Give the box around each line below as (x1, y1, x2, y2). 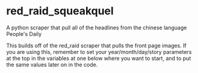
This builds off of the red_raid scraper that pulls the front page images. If (6, 42, 187, 49)
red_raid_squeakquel (6, 4, 114, 18)
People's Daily (6, 30, 42, 37)
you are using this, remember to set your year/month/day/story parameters (6, 48, 192, 55)
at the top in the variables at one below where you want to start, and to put (6, 54, 191, 62)
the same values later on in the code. (6, 61, 98, 68)
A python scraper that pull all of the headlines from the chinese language (6, 24, 187, 31)
